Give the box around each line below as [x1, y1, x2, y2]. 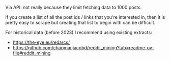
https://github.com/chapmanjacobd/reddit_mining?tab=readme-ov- [12, 45, 154, 50]
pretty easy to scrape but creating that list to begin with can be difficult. [5, 20, 156, 25]
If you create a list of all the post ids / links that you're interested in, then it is [5, 14, 165, 20]
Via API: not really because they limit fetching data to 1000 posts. [5, 5, 142, 10]
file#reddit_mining [12, 50, 51, 56]
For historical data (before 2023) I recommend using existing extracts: [5, 29, 152, 35]
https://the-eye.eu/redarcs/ [12, 39, 70, 45]
